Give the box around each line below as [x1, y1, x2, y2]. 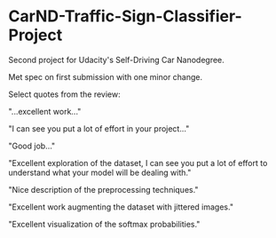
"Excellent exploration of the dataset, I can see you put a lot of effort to [8, 157, 268, 168]
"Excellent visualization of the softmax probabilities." [8, 218, 201, 229]
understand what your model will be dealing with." [8, 167, 192, 178]
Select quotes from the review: [8, 89, 121, 99]
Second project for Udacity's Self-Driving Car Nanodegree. [8, 54, 225, 65]
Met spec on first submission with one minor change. [8, 71, 203, 82]
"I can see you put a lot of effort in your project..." [8, 123, 190, 134]
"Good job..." [8, 140, 56, 151]
